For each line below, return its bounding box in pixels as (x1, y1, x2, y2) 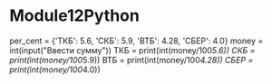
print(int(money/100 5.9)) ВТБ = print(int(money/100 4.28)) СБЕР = (9, 54, 254, 65)
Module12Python (9, 5, 141, 26)
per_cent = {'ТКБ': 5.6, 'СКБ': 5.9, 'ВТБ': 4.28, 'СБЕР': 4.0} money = (9, 35, 264, 46)
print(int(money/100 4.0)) (9, 64, 102, 75)
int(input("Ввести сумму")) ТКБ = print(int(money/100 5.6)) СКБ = (9, 44, 256, 55)
